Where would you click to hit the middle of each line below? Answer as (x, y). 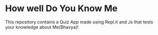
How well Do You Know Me (62, 9)
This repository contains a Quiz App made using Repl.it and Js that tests (79, 22)
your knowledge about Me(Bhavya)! (42, 27)
